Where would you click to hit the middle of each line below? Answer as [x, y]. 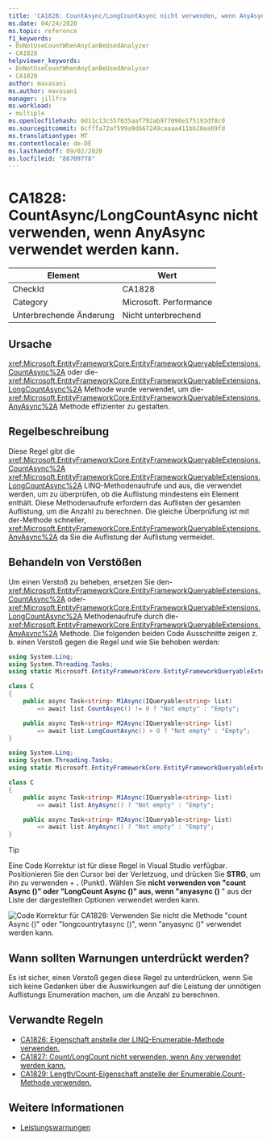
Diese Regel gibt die [42, 451]
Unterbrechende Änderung [64, 316]
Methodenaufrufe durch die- [131, 616]
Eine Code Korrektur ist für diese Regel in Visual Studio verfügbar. [118, 865]
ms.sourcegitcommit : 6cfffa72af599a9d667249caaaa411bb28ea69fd [117, 128]
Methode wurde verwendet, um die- [144, 389]
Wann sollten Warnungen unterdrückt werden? [129, 958]
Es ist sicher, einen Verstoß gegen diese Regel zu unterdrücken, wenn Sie [131, 977]
